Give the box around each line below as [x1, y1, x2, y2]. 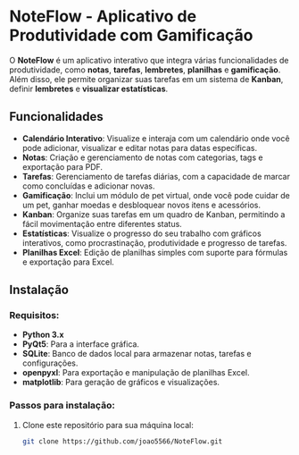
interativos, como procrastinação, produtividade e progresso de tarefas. [21, 237, 287, 248]
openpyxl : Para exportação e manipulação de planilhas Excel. [21, 367, 250, 378]
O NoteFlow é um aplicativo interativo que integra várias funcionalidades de [9, 55, 289, 65]
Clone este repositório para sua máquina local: [21, 419, 194, 430]
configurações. [21, 358, 79, 368]
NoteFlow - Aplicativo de [9, 6, 197, 27]
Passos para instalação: [9, 400, 116, 412]
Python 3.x [21, 329, 64, 341]
